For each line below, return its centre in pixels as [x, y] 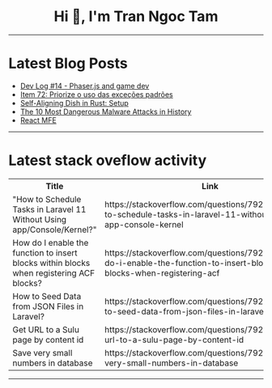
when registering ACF [54, 272]
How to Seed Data [47, 296]
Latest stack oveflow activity [108, 160]
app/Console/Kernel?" [55, 230]
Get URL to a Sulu [46, 329]
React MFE [38, 120]
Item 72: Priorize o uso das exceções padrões [96, 94]
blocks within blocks [51, 263]
